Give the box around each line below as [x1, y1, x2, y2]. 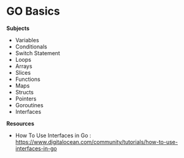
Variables [15, 36, 39, 43]
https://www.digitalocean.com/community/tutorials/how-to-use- [15, 138, 178, 145]
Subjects [6, 24, 29, 32]
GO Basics [6, 4, 60, 18]
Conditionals [15, 43, 47, 50]
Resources [6, 119, 35, 127]
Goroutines [15, 101, 44, 108]
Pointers [15, 95, 37, 102]
